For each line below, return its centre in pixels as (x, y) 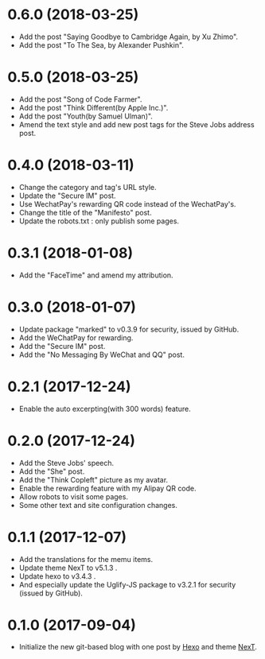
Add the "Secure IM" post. (62, 346)
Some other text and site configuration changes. (98, 505)
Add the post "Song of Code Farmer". (80, 99)
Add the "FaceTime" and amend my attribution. (96, 275)
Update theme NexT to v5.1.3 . (68, 568)
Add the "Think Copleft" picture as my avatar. (94, 479)
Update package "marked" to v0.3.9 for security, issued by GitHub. (129, 329)
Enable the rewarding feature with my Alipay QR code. (107, 488)
